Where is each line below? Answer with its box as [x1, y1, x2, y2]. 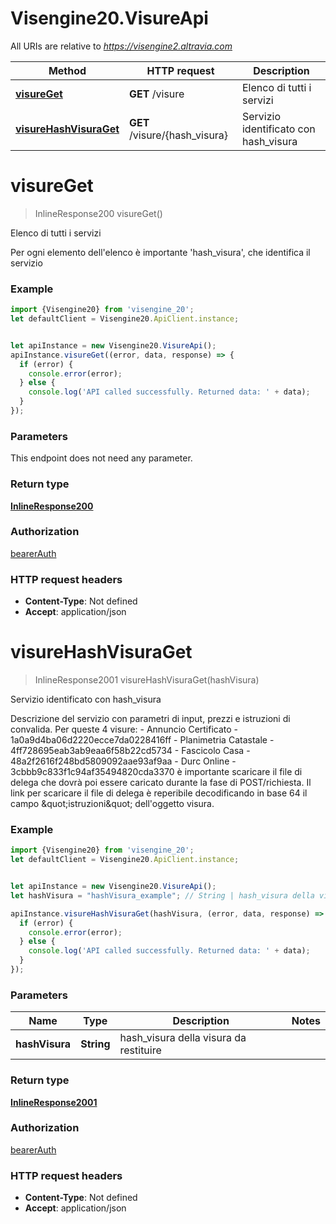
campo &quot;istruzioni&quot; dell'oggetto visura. [10, 798, 215, 810]
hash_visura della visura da [119, 1031, 247, 1045]
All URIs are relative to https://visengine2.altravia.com [10, 40, 233, 52]
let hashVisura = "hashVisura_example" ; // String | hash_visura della [10, 890, 315, 901]
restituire [119, 1043, 162, 1057]
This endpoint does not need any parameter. [10, 452, 193, 464]
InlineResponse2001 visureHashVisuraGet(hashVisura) [34, 674, 260, 686]
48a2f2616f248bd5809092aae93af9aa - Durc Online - [10, 755, 237, 767]
